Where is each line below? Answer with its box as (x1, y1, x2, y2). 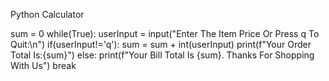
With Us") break (10, 60, 77, 71)
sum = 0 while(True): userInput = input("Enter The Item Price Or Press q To (10, 28, 320, 39)
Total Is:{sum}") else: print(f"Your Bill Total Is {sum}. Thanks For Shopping (10, 49, 315, 61)
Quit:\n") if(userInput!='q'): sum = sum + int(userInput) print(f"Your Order (10, 39, 312, 50)
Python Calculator (10, 9, 85, 20)
